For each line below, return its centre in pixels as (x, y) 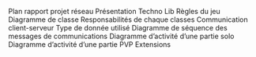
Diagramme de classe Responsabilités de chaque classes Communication (128, 20)
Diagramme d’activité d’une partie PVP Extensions (90, 45)
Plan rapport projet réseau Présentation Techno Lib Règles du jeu (115, 11)
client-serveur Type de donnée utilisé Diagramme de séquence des (118, 28)
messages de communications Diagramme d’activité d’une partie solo (121, 36)
